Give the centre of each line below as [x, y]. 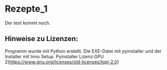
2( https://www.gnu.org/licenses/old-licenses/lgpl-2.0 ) [62, 62]
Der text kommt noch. [28, 23]
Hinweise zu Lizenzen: [41, 39]
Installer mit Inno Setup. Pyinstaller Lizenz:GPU [54, 56]
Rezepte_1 [26, 9]
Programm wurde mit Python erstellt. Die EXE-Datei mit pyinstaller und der [83, 51]
